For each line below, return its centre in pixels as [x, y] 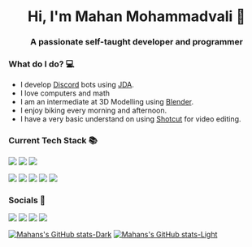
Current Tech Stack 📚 [53, 141]
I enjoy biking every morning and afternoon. [93, 111]
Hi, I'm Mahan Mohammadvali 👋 [137, 17]
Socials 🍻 [27, 200]
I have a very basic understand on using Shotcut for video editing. [130, 119]
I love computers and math [65, 93]
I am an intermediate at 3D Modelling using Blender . [107, 102]
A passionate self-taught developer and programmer [137, 42]
